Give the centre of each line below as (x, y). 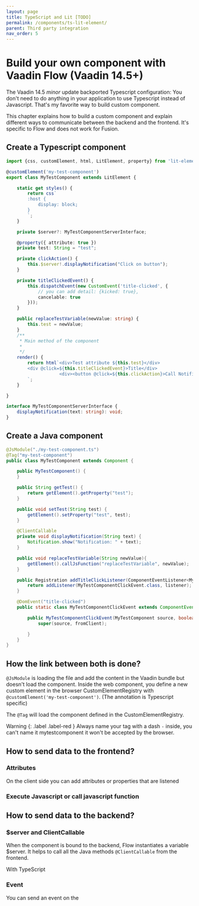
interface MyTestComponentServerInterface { (62, 406)
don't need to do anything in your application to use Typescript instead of (96, 98)
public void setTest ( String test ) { (62, 509)
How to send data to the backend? (70, 816)
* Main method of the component (59, 341)
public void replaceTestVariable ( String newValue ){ (82, 558)
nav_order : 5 (22, 34)
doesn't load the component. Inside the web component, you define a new (97, 684)
